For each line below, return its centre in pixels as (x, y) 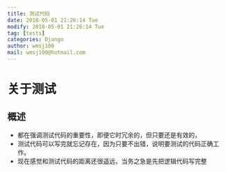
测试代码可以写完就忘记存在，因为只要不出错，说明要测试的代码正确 (115, 143)
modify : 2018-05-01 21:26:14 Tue (56, 26)
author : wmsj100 (31, 46)
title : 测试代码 (29, 14)
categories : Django (36, 40)
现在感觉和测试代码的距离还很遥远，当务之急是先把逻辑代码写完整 (112, 161)
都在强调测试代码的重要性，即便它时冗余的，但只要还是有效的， (109, 135)
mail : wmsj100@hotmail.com (46, 53)
